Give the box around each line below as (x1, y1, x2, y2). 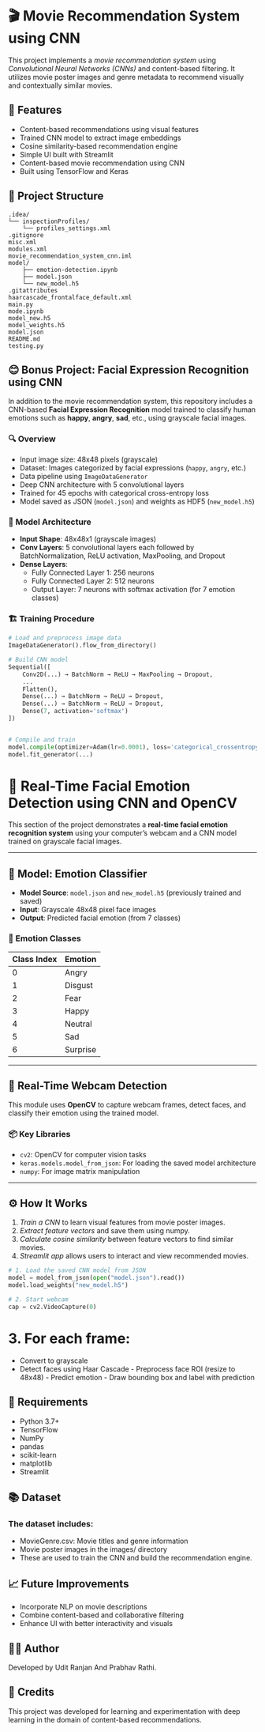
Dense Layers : (19, 559, 69, 568)
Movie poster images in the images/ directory (19, 1545, 168, 1554)
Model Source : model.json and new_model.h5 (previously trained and (19, 888, 242, 898)
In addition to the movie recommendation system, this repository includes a (8, 397, 253, 406)
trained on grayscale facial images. (8, 836, 122, 847)
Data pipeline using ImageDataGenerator (19, 471, 148, 481)
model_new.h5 (8, 314, 51, 322)
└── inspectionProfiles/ (8, 217, 90, 225)
